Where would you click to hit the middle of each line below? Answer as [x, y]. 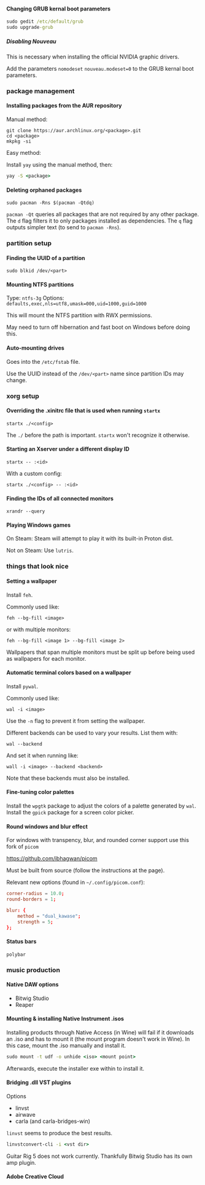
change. [17, 380]
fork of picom [22, 847]
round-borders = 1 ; [31, 899]
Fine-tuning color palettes [41, 792]
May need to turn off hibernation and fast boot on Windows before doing [98, 327]
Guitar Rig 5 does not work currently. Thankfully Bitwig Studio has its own [99, 1156]
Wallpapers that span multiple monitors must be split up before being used [101, 652]
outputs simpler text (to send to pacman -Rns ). [64, 227]
